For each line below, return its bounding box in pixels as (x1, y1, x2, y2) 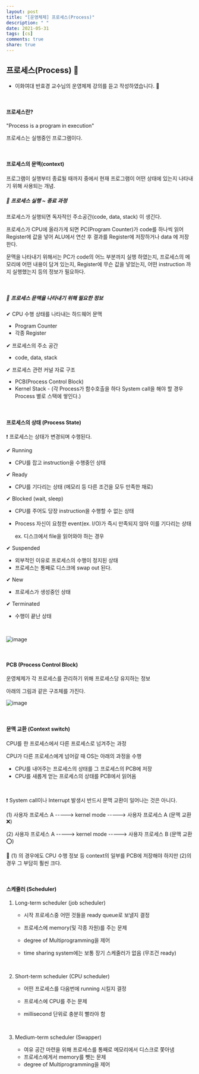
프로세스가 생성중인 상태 (14, 588, 71, 596)
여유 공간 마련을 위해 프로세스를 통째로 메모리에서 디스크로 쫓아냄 (23, 1045, 175, 1053)
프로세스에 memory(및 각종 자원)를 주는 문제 (23, 924, 128, 931)
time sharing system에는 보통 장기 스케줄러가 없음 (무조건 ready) (23, 949, 177, 956)
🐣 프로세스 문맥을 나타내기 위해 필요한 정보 (6, 294, 103, 301)
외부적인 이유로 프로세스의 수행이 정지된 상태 (14, 557, 119, 564)
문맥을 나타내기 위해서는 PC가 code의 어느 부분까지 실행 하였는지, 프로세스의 (6, 253, 184, 260)
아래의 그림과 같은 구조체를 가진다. (6, 688, 86, 695)
